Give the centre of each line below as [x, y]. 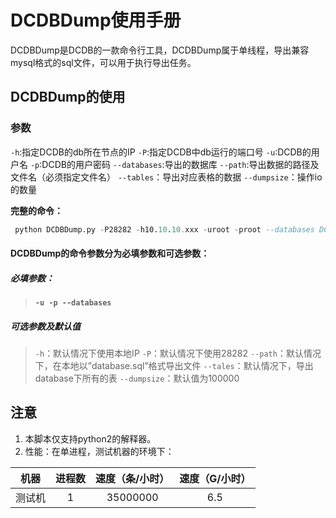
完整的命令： [36, 210]
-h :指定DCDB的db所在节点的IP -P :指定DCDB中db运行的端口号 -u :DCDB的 [161, 152]
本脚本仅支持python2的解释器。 [90, 438]
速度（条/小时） [132, 478]
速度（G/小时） [215, 478]
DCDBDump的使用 [68, 97]
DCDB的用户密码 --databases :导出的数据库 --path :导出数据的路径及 [180, 164]
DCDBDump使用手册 [96, 20]
